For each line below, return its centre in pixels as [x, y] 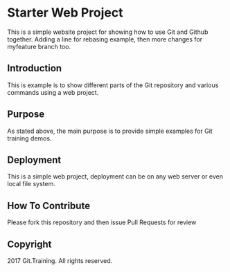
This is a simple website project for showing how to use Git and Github [108, 32]
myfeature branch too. [39, 46]
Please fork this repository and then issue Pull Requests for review [102, 222]
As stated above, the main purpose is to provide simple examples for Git [110, 131]
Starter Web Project [65, 13]
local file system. [31, 184]
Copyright [29, 244]
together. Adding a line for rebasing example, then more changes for [105, 39]
